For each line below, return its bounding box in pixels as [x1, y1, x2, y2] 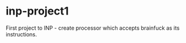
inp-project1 [6, 4, 69, 18]
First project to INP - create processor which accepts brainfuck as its [6, 24, 180, 31]
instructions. [6, 30, 37, 38]
